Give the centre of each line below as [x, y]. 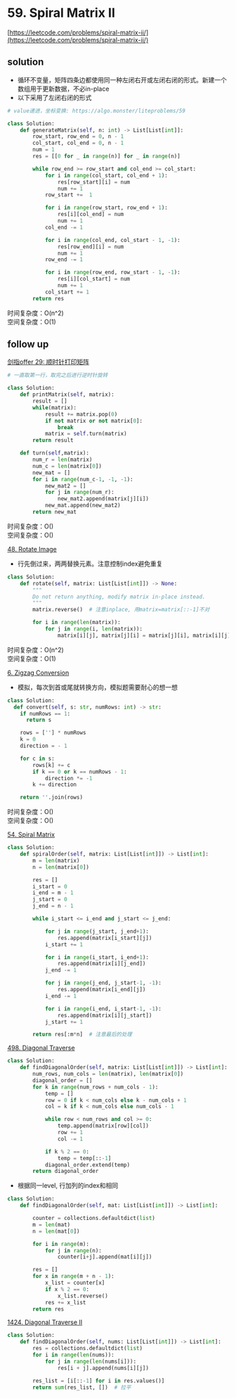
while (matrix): [55, 407]
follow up [28, 344]
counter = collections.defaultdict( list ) [94, 1219]
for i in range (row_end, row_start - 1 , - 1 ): [112, 272]
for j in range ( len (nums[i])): [91, 1361]
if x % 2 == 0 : [67, 1289]
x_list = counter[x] [75, 1283]
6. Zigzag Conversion [38, 673]
